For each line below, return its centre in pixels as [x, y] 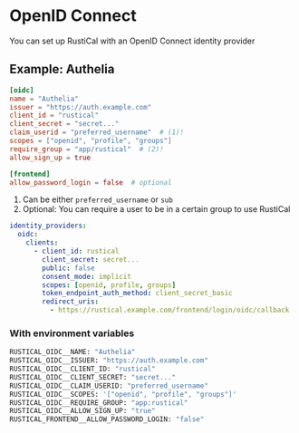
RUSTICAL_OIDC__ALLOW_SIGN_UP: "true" [82, 411]
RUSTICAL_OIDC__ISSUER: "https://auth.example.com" [109, 361]
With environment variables [72, 333]
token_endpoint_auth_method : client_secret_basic [137, 293]
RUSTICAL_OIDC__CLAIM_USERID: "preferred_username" [109, 386]
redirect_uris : [71, 302]
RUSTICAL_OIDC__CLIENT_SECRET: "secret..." [93, 377]
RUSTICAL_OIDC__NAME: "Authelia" [72, 352]
